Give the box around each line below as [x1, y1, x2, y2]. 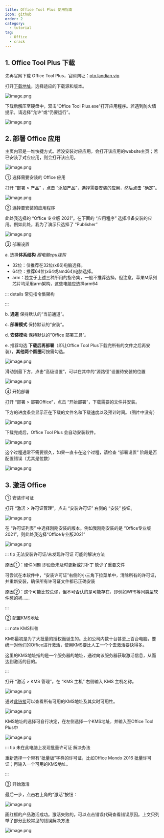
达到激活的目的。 [5, 659, 40, 665]
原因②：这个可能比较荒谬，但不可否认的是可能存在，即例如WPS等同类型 [5, 589, 154, 595]
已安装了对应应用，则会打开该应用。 [5, 154, 78, 160]
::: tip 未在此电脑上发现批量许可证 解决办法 [5, 745, 91, 751]
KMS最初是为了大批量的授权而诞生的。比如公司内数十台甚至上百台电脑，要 [5, 636, 157, 642]
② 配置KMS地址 [5, 615, 39, 621]
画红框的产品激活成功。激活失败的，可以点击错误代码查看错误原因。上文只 [5, 811, 155, 817]
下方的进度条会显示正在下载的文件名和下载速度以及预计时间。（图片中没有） [5, 409, 158, 415]
